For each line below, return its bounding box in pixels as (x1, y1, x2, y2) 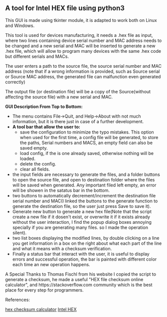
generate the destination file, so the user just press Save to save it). (12, 203, 151, 209)
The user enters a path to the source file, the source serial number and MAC (5, 63, 162, 69)
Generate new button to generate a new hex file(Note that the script (12, 208, 152, 214)
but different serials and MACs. (5, 53, 69, 59)
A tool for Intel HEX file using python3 (5, 4, 125, 12)
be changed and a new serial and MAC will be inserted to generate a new (5, 42, 156, 49)
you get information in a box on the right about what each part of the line (12, 240, 162, 246)
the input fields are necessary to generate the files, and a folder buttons (12, 171, 161, 177)
